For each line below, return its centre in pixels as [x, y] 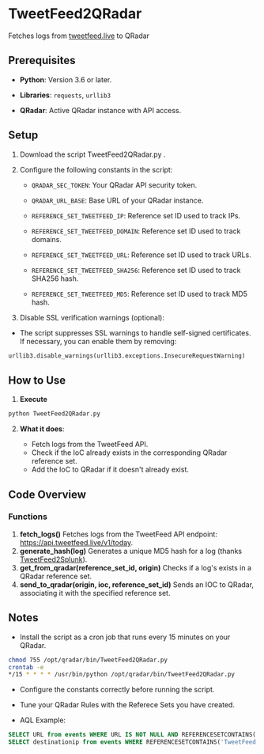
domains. [46, 239]
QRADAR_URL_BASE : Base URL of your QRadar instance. [117, 200]
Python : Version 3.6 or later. [66, 79]
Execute [33, 400]
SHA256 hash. [55, 278]
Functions [28, 517]
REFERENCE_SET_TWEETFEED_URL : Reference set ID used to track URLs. [141, 255]
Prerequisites [42, 61]
